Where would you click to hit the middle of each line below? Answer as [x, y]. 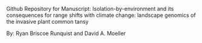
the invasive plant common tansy [48, 21]
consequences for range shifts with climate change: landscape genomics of [101, 15]
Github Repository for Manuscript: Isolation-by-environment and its [90, 9]
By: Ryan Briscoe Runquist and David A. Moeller [66, 33]
